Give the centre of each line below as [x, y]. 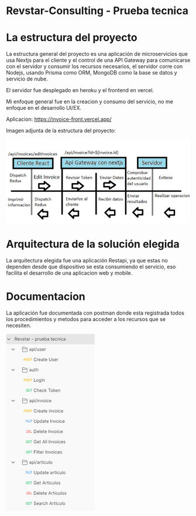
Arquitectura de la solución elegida [93, 244]
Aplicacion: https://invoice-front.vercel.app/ [59, 119]
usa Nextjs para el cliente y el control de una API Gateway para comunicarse [98, 60]
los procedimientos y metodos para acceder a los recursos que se [86, 319]
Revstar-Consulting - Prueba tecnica [97, 11]
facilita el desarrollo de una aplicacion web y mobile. [69, 273]
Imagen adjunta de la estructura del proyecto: [61, 131]
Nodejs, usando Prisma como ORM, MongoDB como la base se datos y [92, 73]
